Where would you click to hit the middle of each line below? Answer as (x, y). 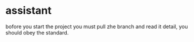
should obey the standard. (37, 32)
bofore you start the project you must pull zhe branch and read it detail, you (97, 26)
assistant (29, 11)
